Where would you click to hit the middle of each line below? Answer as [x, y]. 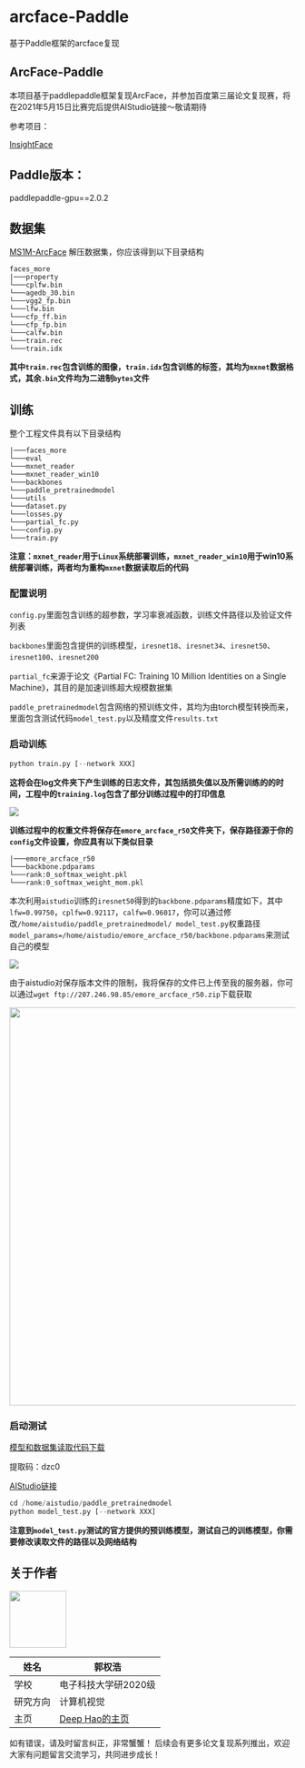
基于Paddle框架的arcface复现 [64, 43]
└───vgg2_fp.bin [40, 301]
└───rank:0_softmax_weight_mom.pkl [77, 883]
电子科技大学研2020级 [108, 1684]
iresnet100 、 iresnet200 [54, 657]
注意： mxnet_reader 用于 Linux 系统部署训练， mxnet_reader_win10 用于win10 [148, 556]
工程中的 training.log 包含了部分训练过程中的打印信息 [125, 793]
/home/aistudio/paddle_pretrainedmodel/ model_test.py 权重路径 [139, 923]
